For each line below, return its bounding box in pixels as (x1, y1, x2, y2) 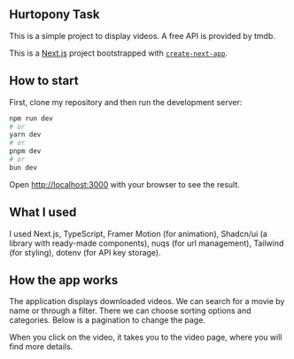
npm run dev (9, 114, 53, 123)
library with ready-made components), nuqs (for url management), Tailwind (9, 238, 284, 248)
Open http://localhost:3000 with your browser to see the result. (9, 179, 241, 189)
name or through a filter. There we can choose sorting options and (9, 305, 251, 317)
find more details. (9, 341, 73, 352)
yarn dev (9, 130, 42, 140)
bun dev (9, 163, 38, 172)
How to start (9, 73, 79, 88)
